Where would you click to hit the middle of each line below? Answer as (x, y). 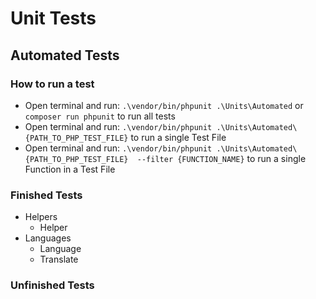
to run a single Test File (178, 137)
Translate (59, 259)
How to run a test (52, 84)
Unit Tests (53, 18)
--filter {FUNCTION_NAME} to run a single (221, 158)
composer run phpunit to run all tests (100, 116)
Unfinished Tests (52, 285)
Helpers (41, 217)
